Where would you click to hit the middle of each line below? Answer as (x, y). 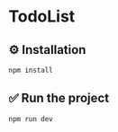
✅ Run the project (59, 98)
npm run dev (31, 119)
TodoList (42, 17)
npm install (31, 70)
